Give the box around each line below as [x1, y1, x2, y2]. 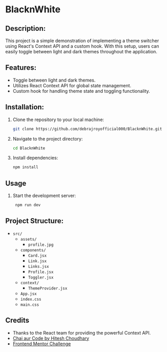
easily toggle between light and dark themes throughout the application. [5, 49, 158, 54]
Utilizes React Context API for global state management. [12, 82, 132, 88]
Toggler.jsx [28, 275, 54, 280]
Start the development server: [12, 192, 76, 199]
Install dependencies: [12, 155, 58, 161]
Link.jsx [28, 258, 47, 264]
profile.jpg [28, 242, 54, 247]
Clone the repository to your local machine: [12, 116, 104, 123]
